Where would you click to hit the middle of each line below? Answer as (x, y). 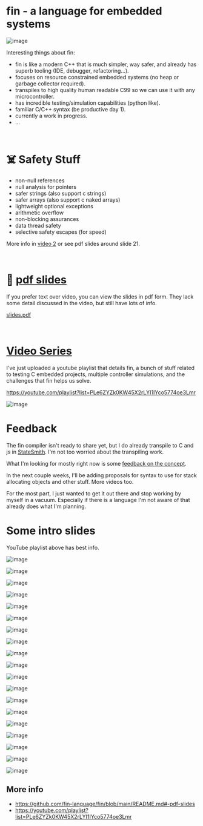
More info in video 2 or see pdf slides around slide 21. (73, 243)
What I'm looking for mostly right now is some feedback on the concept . (96, 463)
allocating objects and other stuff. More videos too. (70, 481)
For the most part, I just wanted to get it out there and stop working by (94, 493)
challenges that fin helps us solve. (49, 380)
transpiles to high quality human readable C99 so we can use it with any (105, 90)
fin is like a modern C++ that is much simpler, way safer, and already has (106, 64)
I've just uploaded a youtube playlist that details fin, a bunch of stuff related (101, 368)
